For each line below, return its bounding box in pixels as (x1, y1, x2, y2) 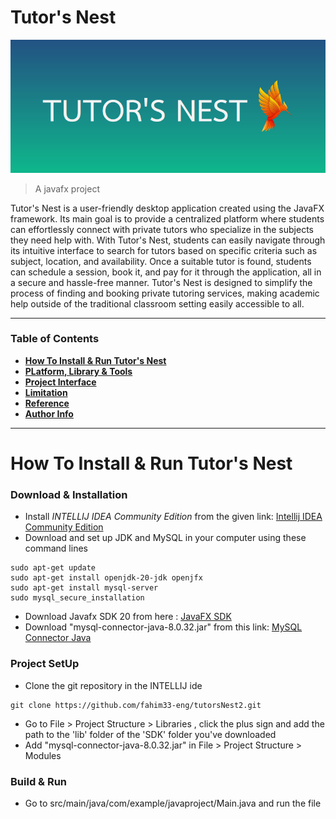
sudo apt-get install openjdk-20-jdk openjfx (10, 573, 203, 583)
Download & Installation (10, 487, 128, 501)
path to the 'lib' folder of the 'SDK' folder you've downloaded (24, 728, 277, 740)
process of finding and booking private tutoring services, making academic (10, 287, 320, 299)
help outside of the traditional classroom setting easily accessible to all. (10, 297, 305, 310)
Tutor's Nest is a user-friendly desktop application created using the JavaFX (10, 202, 325, 214)
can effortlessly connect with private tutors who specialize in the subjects (10, 223, 314, 235)
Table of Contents (10, 332, 100, 346)
